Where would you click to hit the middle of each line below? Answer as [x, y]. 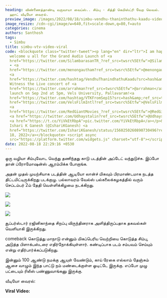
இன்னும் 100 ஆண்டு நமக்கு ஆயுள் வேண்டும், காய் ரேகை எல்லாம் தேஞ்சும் [77, 260]
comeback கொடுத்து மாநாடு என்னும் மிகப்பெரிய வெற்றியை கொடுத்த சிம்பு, [77, 239]
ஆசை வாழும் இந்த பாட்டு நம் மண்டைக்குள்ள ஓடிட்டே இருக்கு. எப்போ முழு [76, 265]
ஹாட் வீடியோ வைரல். [29, 14]
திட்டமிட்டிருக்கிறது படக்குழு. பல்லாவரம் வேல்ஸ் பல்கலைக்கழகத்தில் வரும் [74, 179]
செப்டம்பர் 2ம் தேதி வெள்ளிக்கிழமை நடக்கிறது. [50, 185]
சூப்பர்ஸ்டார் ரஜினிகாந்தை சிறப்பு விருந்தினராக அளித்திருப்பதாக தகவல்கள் [76, 223]
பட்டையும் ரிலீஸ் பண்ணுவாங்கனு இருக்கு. [44, 271]
